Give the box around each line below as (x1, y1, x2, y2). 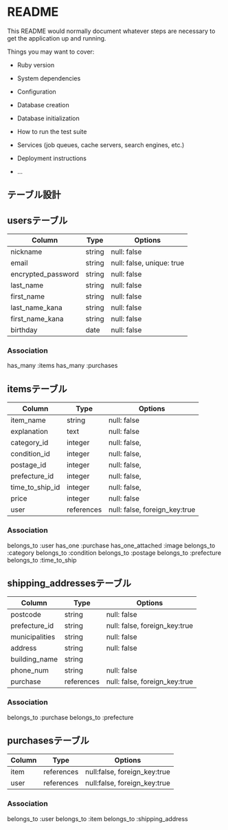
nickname (10, 247, 43, 256)
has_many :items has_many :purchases (7, 362, 118, 370)
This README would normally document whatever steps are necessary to (7, 27, 216, 35)
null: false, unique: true (111, 259, 184, 268)
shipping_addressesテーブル (7, 577, 132, 589)
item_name (10, 415, 46, 425)
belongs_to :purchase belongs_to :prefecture (7, 713, 134, 721)
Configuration (16, 87, 56, 96)
